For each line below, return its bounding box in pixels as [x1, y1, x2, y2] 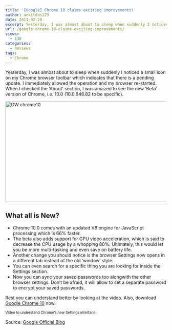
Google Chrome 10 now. [5, 300, 56, 306]
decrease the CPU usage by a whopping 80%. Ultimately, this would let [12, 241, 164, 247]
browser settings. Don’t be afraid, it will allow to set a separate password [12, 279, 166, 285]
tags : [5, 50, 17, 55]
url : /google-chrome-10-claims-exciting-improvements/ [5, 27, 125, 32]
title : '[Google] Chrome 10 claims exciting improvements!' [5, 7, 137, 13]
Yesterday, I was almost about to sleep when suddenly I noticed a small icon [5, 69, 166, 75]
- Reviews [10, 46, 31, 51]
